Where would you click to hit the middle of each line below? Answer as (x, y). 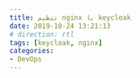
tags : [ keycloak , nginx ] (56, 43)
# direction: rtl (42, 34)
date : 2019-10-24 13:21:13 (60, 26)
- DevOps (26, 59)
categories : (32, 51)
